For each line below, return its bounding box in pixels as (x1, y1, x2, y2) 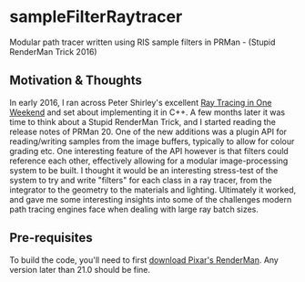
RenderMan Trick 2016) (9, 46, 97, 57)
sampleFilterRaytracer (9, 6, 183, 27)
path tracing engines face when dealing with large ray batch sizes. (9, 204, 259, 214)
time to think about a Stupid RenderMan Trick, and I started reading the (9, 116, 276, 127)
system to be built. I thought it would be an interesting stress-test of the (9, 164, 279, 175)
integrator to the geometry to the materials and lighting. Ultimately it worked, (9, 184, 297, 195)
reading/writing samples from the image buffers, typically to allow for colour (9, 135, 295, 147)
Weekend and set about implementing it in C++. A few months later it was (9, 107, 286, 118)
